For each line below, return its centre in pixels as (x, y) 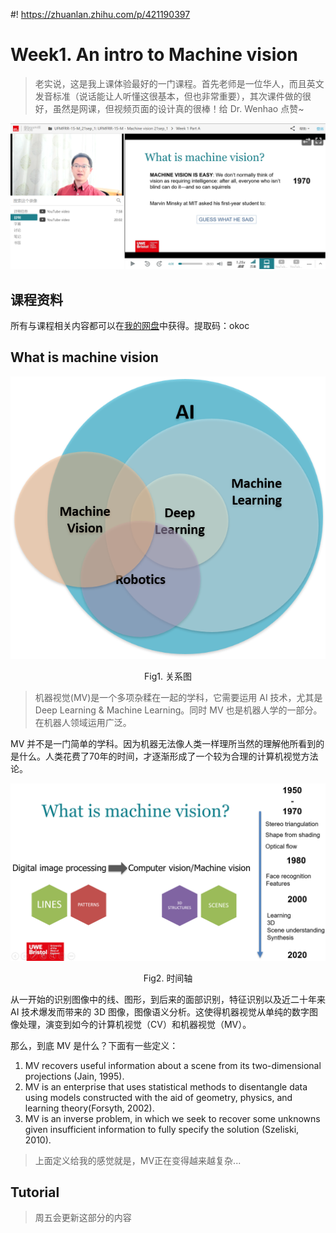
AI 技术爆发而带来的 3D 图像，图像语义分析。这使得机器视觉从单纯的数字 (160, 1011)
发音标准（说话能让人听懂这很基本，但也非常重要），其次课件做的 (168, 96)
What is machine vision (84, 357)
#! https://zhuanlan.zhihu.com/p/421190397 (100, 14)
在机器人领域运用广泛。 (83, 723)
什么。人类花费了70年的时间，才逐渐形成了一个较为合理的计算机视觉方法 (168, 756)
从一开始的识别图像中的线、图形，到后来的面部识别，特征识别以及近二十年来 (168, 999)
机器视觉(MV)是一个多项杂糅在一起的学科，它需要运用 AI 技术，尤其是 (178, 698)
